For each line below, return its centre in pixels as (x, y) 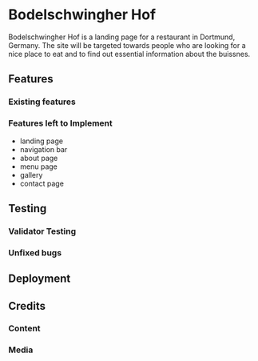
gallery (31, 174)
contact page (42, 183)
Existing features (42, 102)
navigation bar (44, 149)
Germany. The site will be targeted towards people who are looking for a (127, 45)
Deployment (40, 279)
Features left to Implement (61, 123)
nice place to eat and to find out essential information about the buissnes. (129, 54)
